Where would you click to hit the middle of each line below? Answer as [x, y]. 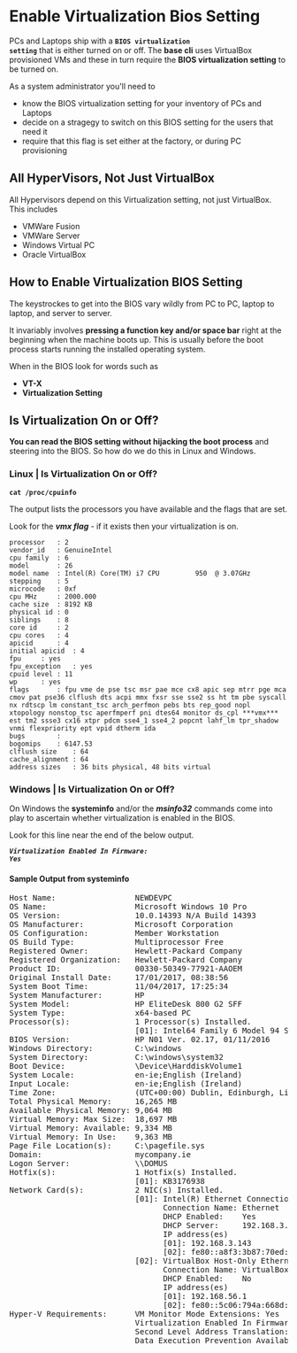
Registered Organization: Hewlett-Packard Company [126, 960]
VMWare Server [51, 236]
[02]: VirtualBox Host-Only [195, 1261]
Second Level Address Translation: [212, 1332]
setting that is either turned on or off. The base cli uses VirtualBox [131, 50]
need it [34, 131]
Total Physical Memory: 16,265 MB [93, 1102]
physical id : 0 [39, 612]
